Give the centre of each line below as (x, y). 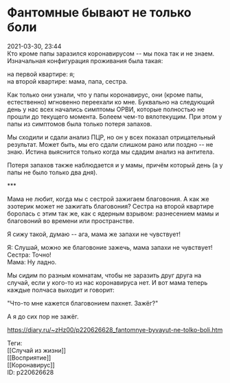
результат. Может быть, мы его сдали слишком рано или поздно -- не (110, 144)
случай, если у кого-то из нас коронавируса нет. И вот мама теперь (107, 282)
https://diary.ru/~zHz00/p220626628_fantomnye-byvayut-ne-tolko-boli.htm (115, 329)
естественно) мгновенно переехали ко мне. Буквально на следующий (111, 102)
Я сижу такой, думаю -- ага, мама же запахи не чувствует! (94, 234)
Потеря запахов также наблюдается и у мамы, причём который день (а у (115, 165)
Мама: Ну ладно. (32, 262)
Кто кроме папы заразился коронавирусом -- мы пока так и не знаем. (111, 54)
